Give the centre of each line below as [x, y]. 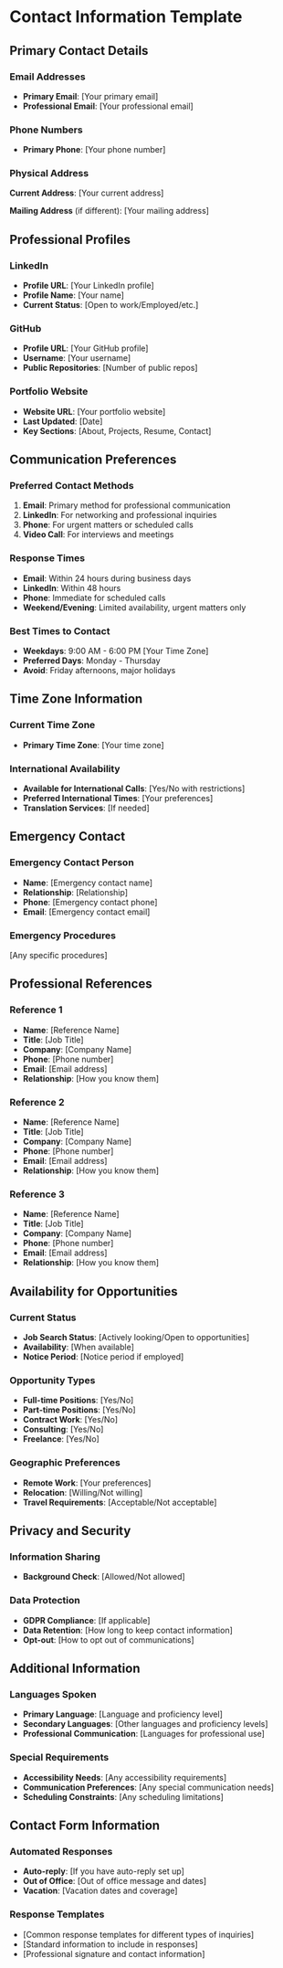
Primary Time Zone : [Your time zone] [93, 745]
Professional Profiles [70, 239]
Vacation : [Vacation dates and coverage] [100, 1891]
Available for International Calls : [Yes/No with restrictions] [134, 788]
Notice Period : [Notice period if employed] [103, 1356]
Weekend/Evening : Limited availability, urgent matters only [134, 607]
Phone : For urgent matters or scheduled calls [108, 525]
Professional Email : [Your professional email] [108, 106]
